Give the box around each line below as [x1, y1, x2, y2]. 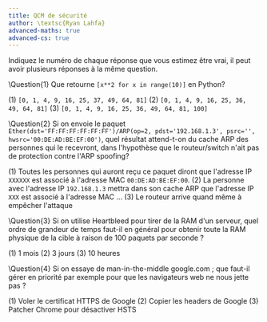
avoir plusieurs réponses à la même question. [8, 65, 158, 74]
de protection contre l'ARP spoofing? [8, 151, 130, 161]
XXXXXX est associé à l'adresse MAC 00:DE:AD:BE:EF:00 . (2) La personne [8, 175, 245, 185]
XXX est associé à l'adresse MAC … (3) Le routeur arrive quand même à [8, 192, 242, 202]
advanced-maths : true [8, 26, 81, 34]
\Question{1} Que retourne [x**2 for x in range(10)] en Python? [8, 80, 225, 89]
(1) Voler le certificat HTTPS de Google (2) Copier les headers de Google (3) [8, 296, 259, 306]
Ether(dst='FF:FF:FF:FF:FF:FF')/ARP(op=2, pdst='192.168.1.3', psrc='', [8, 128, 256, 135]
